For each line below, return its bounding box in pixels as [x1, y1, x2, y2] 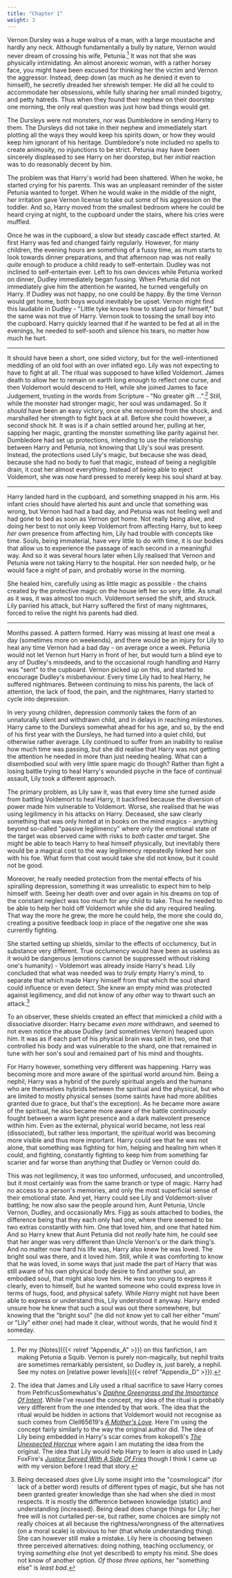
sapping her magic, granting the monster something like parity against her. [7, 428, 220, 436]
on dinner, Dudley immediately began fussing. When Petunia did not [7, 275, 200, 284]
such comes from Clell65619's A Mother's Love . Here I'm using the [17, 1418, 208, 1427]
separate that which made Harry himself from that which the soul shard [7, 976, 211, 984]
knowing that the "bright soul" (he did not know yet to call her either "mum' [7, 1311, 221, 1319]
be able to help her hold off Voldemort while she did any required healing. [7, 904, 217, 912]
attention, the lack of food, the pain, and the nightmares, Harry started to [7, 687, 214, 696]
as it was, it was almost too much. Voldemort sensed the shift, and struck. [7, 594, 217, 602]
